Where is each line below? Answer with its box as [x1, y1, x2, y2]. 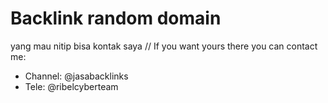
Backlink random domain [10, 7, 222, 30]
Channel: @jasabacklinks [24, 70, 129, 82]
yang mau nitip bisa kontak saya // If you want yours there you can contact [10, 40, 318, 52]
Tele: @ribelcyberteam [24, 80, 119, 92]
